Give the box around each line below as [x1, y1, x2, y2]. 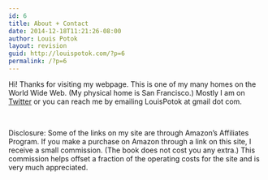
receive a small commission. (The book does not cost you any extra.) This [8, 145, 256, 155]
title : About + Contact [8, 19, 89, 28]
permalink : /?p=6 [8, 58, 67, 66]
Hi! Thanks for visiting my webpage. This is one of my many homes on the [8, 79, 257, 89]
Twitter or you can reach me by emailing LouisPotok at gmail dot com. [8, 96, 242, 106]
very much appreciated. [8, 162, 89, 172]
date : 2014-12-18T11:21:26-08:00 [8, 27, 122, 35]
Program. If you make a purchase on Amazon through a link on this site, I [8, 136, 252, 146]
